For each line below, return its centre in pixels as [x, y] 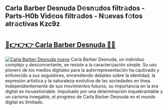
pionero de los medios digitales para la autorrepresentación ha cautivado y [82, 70]
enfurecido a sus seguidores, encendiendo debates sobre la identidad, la [80, 75]
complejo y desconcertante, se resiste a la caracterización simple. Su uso [81, 65]
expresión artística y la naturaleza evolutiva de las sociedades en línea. [78, 81]
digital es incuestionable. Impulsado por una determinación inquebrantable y [84, 91]
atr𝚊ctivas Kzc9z [33, 24]
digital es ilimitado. [24, 102]
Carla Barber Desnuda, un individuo [107, 59]
